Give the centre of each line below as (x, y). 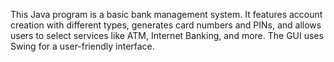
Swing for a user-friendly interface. (82, 46)
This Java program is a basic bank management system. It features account (166, 14)
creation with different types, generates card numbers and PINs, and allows (166, 25)
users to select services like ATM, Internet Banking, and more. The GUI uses (167, 35)
